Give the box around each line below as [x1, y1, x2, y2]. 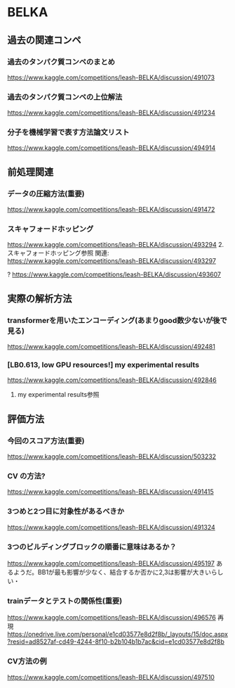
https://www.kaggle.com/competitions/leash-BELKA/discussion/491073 [7, 73, 215, 82]
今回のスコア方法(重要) [7, 435, 85, 445]
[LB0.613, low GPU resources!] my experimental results [7, 360, 200, 370]
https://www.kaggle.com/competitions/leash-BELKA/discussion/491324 [7, 523, 215, 531]
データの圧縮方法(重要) [7, 189, 85, 198]
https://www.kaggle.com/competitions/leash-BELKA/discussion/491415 [7, 488, 214, 496]
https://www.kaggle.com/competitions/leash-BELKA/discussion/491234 [7, 108, 216, 117]
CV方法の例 [7, 656, 47, 666]
